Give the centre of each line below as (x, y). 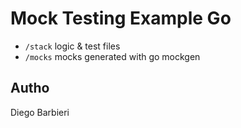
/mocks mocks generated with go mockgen (112, 56)
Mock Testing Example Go (121, 18)
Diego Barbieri (40, 112)
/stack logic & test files (72, 46)
